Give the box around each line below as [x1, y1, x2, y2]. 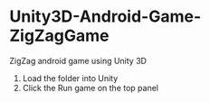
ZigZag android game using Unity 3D [9, 55, 148, 66]
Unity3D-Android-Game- [9, 6, 202, 27]
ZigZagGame [9, 25, 110, 46]
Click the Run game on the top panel [22, 82, 158, 93]
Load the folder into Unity [22, 72, 119, 83]
